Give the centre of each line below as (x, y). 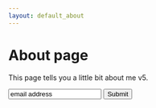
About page (48, 55)
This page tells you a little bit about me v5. (78, 78)
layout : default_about (46, 16)
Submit (118, 94)
